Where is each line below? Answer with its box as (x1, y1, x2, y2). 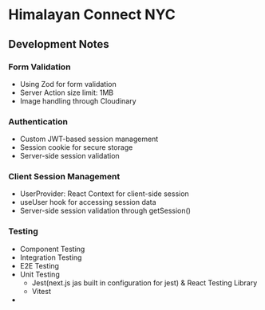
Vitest (31, 286, 52, 296)
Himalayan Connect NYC (8, 6, 176, 24)
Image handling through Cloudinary (19, 96, 137, 105)
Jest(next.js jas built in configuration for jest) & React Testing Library (31, 277, 258, 288)
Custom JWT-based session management (19, 134, 159, 144)
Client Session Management (8, 171, 121, 182)
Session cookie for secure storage (19, 143, 133, 152)
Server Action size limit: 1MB (19, 88, 114, 97)
